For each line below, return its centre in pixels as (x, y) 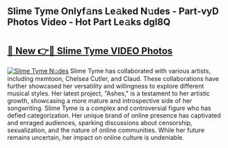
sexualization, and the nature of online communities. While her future (106, 130)
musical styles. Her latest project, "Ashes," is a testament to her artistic (109, 93)
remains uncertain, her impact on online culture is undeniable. (96, 137)
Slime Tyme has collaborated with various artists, (140, 71)
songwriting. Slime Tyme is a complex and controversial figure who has (109, 108)
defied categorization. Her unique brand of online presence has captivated (114, 115)
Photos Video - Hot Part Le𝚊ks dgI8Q (89, 22)
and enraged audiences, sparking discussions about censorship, (100, 123)
